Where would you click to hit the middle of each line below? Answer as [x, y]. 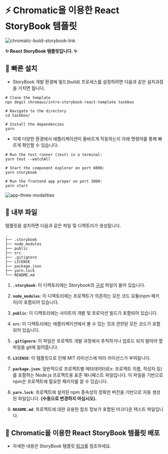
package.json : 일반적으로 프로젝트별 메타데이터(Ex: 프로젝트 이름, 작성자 [84, 368]
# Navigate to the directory [36, 111]
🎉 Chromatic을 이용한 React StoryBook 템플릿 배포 [83, 433]
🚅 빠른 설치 [21, 69]
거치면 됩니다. [32, 88]
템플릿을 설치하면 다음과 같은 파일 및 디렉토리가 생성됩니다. [63, 225]
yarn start [17, 185]
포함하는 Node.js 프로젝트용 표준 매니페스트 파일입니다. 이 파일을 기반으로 [91, 375]
